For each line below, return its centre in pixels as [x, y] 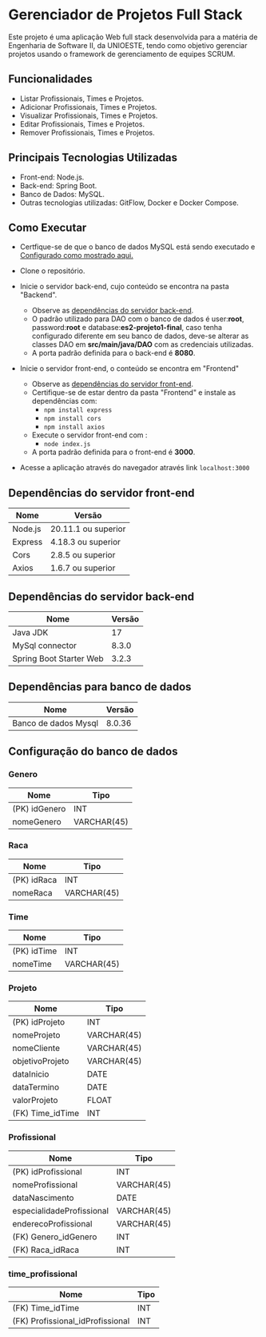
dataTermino [36, 1087]
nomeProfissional [45, 1185]
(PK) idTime [35, 951]
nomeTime [32, 964]
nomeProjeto [36, 1035]
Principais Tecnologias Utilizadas [93, 158]
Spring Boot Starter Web [58, 658]
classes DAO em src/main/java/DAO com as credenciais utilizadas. [143, 344]
